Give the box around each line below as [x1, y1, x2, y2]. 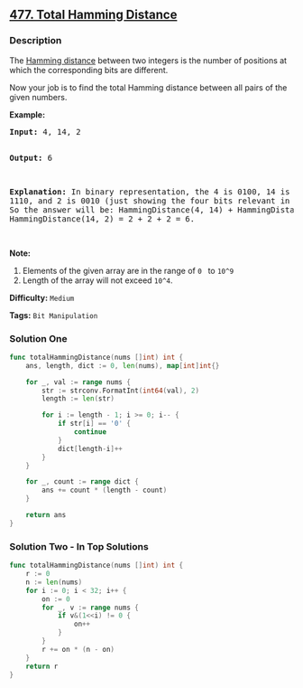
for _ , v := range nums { [41, 603, 140, 612]
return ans [25, 511, 67, 520]
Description [9, 34, 62, 47]
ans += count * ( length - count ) [41, 485, 168, 495]
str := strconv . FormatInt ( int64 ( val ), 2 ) [41, 386, 200, 395]
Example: [9, 108, 46, 120]
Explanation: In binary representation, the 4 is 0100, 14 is [9, 186, 290, 197]
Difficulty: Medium [9, 292, 75, 303]
